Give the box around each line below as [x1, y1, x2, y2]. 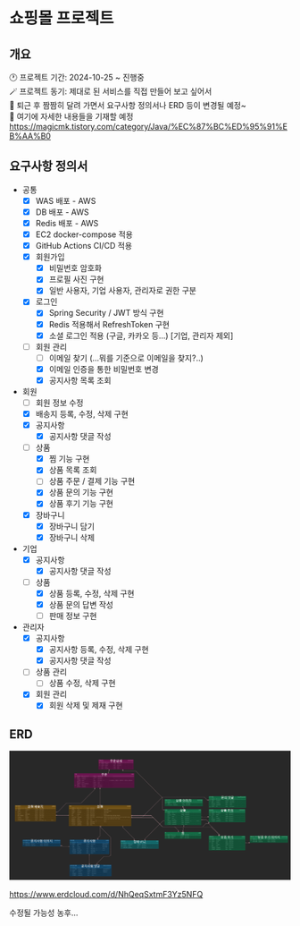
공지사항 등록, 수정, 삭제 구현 [48, 644, 149, 655]
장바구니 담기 [48, 521, 96, 531]
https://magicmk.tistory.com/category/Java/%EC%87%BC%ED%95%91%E [9, 122, 288, 132]
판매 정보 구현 [48, 610, 97, 621]
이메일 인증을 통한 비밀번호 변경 [48, 363, 159, 374]
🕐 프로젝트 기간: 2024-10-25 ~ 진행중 [9, 72, 145, 82]
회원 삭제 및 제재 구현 [48, 700, 123, 711]
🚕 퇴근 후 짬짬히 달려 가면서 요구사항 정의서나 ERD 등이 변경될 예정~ [9, 100, 247, 110]
